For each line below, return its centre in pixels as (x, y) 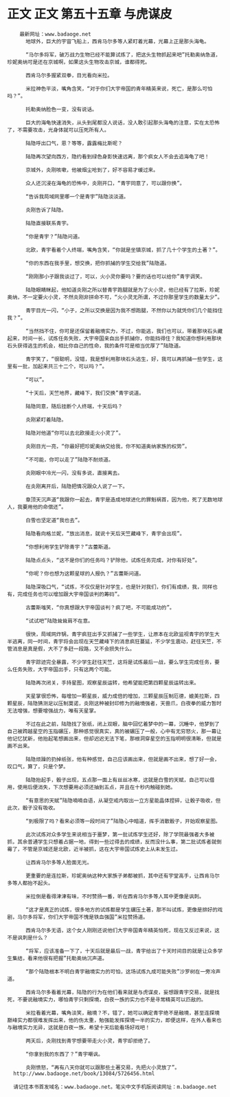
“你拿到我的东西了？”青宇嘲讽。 (64, 1054)
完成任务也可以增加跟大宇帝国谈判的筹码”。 (70, 594)
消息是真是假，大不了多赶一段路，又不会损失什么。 (73, 649)
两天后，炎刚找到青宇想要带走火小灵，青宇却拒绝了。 (89, 1041)
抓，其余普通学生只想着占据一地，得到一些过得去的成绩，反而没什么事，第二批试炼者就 (112, 842)
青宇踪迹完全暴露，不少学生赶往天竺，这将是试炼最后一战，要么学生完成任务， (120, 662)
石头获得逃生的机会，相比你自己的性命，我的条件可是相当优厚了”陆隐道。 (95, 346)
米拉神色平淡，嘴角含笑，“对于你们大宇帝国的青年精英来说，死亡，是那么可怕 (119, 89)
